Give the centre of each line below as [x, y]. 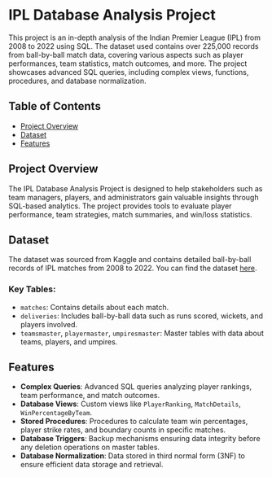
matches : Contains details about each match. [94, 307]
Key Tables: [32, 289]
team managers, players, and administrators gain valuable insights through [134, 197]
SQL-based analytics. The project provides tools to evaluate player [120, 206]
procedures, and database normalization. [77, 81]
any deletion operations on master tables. [90, 447]
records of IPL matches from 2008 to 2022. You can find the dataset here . [133, 268]
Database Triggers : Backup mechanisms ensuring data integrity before [140, 439]
